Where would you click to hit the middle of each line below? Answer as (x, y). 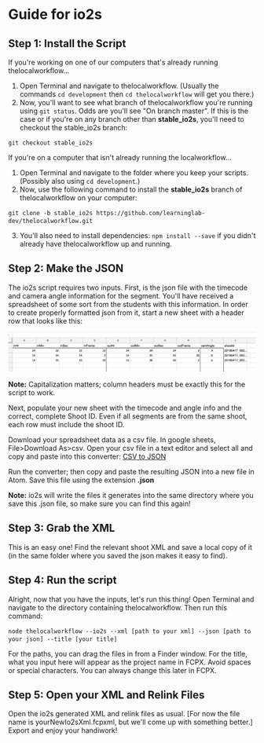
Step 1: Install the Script (67, 44)
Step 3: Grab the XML (62, 528)
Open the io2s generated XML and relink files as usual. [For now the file (124, 714)
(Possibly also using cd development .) (80, 181)
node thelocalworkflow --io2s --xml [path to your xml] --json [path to (130, 631)
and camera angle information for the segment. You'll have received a (121, 295)
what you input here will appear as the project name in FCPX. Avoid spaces (130, 662)
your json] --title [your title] (63, 639)
